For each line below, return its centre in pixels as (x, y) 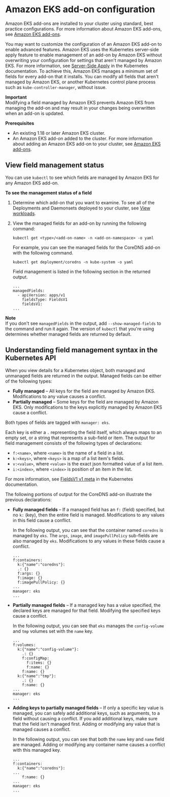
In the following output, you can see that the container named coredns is (88, 530)
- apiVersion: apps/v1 (41, 295)
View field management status (55, 165)
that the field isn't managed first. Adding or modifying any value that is (86, 724)
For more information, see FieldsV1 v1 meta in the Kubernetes (69, 479)
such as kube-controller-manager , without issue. (56, 87)
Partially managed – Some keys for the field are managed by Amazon (86, 402)
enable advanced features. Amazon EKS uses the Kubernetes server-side (82, 49)
